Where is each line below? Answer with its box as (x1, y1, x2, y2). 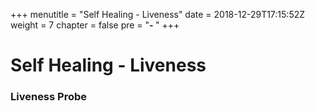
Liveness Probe (10, 90, 88, 104)
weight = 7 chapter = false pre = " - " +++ (10, 19, 180, 31)
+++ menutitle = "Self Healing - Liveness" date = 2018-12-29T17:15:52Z (10, 9, 306, 20)
